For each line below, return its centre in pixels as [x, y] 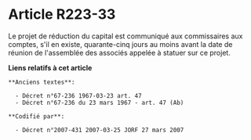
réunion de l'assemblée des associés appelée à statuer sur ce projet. [120, 52]
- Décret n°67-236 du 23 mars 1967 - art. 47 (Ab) [100, 102]
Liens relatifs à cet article [50, 67]
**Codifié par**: [36, 116]
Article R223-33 [62, 14]
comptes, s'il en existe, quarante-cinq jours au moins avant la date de [120, 44]
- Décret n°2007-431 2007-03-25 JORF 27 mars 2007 [100, 130]
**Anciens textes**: [42, 82]
